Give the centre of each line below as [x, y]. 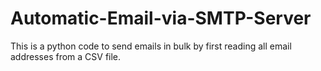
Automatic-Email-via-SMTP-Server [161, 18]
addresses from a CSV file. [66, 56]
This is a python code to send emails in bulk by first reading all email [151, 46]
